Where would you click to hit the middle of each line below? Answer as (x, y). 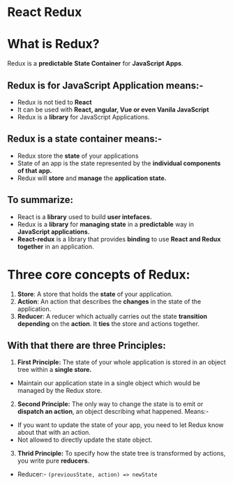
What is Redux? (53, 44)
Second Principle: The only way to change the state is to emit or (110, 404)
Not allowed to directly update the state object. (85, 440)
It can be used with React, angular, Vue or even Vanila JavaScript (113, 110)
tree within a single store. (54, 370)
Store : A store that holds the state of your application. (95, 294)
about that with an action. (54, 433)
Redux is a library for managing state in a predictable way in (105, 224)
